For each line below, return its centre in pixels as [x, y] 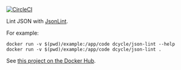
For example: [23, 33]
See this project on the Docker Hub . [51, 61]
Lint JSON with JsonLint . [37, 21]
